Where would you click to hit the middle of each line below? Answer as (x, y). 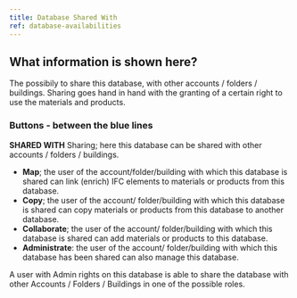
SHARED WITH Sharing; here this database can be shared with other (136, 145)
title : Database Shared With (63, 17)
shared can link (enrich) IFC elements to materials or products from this (153, 181)
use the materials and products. (68, 103)
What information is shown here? (103, 62)
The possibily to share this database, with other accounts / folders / (133, 83)
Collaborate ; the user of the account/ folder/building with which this (147, 228)
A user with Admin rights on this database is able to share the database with (149, 274)
